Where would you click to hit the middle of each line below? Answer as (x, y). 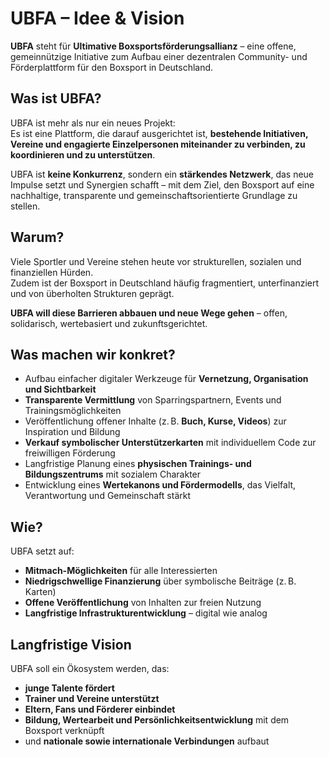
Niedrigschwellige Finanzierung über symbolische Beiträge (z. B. (160, 581)
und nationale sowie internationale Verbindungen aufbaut (147, 741)
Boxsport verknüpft (64, 730)
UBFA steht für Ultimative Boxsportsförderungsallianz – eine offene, (153, 46)
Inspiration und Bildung (72, 432)
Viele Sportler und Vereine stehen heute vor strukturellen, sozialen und (156, 261)
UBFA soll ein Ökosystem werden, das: (90, 668)
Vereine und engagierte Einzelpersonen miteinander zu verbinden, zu (158, 144)
